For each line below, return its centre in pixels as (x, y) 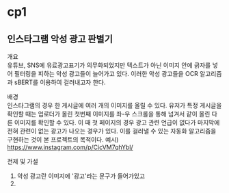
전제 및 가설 (23, 161)
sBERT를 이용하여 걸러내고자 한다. (60, 82)
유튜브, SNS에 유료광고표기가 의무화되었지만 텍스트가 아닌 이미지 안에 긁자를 (109, 65)
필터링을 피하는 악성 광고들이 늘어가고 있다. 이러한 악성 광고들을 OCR (106, 74)
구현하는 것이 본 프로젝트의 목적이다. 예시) (63, 140)
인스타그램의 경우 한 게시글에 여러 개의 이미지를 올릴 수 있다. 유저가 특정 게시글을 (114, 105)
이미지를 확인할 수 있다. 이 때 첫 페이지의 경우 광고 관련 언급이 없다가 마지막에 (117, 123)
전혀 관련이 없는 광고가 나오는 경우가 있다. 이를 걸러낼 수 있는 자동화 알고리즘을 (112, 131)
